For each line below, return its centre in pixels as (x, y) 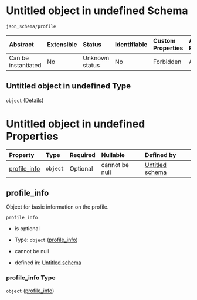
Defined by (160, 155)
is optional (27, 229)
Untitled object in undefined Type (69, 86)
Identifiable (131, 44)
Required (82, 155)
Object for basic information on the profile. (57, 207)
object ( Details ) (25, 100)
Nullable (113, 155)
